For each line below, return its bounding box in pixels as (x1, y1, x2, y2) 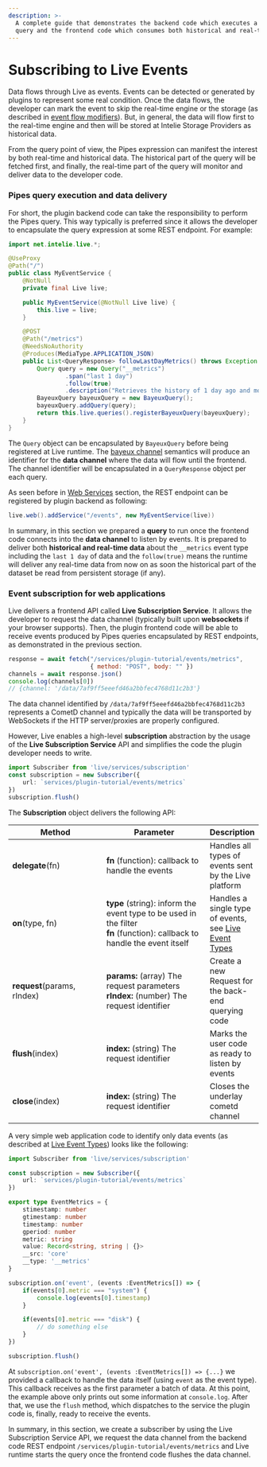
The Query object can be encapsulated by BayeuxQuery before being (8, 438, 229, 448)
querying (209, 1005, 244, 1016)
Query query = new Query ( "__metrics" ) (37, 364, 165, 372)
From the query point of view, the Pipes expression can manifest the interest (8, 145, 258, 154)
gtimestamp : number (22, 1212, 87, 1221)
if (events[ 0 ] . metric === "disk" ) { (22, 1316, 141, 1324)
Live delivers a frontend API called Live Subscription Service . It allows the (8, 605, 253, 615)
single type (209, 902, 252, 913)
